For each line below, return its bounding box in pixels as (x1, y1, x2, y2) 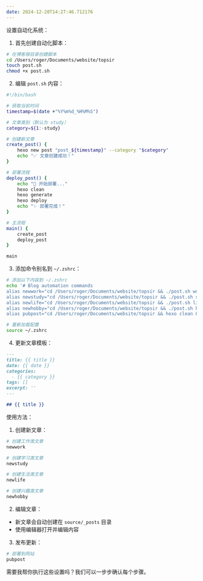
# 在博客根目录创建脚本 (6, 51, 57, 58)
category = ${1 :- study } (6, 125, 61, 131)
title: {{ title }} (6, 357, 56, 363)
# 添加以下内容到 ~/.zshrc (6, 277, 68, 284)
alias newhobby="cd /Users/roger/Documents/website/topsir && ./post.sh (6, 305, 193, 311)
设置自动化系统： (6, 26, 49, 33)
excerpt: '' (6, 385, 36, 391)
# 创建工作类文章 (6, 438, 43, 444)
